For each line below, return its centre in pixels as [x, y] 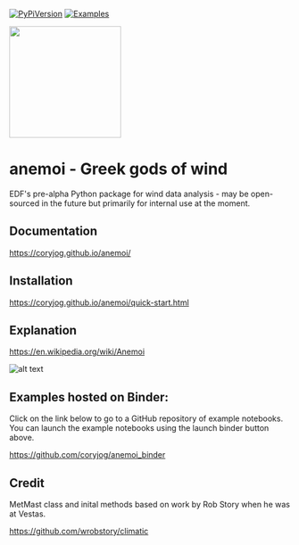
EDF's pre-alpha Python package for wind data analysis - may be [129, 194]
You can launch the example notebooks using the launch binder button [139, 428]
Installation [41, 281]
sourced [25, 203]
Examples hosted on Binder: [89, 397]
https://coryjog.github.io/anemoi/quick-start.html [99, 302]
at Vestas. [28, 514]
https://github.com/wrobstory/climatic [79, 531]
